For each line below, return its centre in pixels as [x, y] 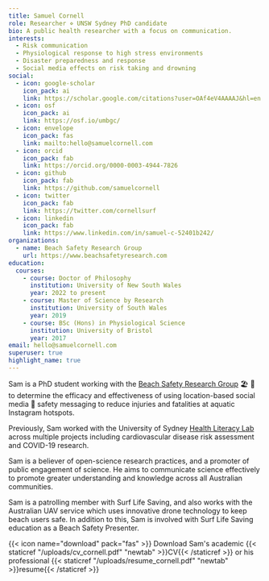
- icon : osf [36, 106]
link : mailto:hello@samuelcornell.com [88, 143]
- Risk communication [52, 46]
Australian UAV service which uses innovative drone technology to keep [128, 510]
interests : [27, 38]
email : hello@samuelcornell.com [62, 346]
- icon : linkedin [45, 218]
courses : [30, 271]
